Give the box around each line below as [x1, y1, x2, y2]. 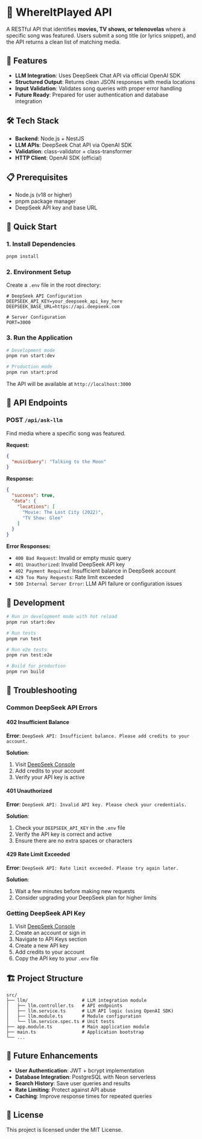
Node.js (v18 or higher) [14, 191, 72, 199]
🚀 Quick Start [6, 222, 57, 232]
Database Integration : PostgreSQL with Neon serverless [14, 1073, 156, 1080]
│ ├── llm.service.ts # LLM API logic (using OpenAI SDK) [6, 1008, 174, 1014]
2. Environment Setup [6, 268, 71, 276]
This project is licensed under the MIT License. [6, 1126, 123, 1133]
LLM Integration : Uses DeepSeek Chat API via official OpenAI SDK [14, 72, 181, 79]
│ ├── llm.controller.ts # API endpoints [6, 1003, 122, 1009]
